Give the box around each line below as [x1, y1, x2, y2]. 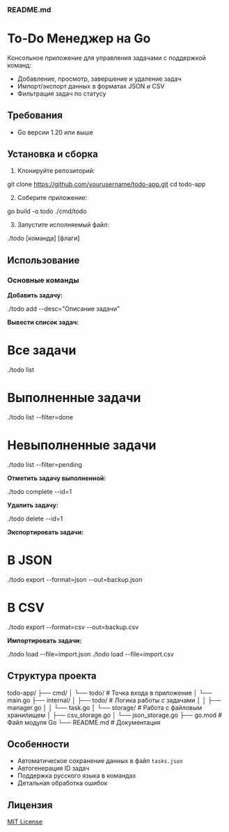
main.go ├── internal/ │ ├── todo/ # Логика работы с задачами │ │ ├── [7, 695, 221, 704]
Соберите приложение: [17, 194, 88, 202]
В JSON [7, 553, 52, 569]
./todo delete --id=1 [7, 514, 63, 523]
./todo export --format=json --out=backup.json [7, 575, 143, 583]
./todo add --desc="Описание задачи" [7, 305, 120, 313]
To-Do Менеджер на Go [7, 31, 151, 47]
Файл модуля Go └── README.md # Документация [7, 718, 161, 726]
